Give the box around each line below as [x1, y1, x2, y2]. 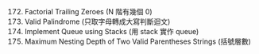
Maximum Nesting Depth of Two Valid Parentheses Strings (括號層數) [24, 37, 251, 46]
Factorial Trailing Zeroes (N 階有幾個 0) [24, 7, 153, 16]
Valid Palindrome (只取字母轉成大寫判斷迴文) [24, 17, 171, 26]
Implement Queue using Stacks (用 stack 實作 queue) [24, 27, 199, 36]
